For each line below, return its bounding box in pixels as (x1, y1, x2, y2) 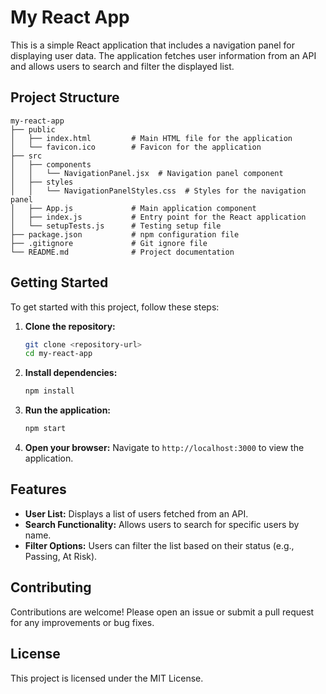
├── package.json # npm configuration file (10, 229, 240, 240)
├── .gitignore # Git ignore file (10, 238, 208, 248)
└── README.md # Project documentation (10, 247, 235, 257)
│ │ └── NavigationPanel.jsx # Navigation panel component (10, 168, 284, 178)
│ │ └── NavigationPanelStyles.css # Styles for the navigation (10, 186, 307, 196)
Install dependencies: (24, 367, 118, 379)
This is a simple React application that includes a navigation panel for (10, 39, 295, 51)
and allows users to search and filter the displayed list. (10, 60, 235, 72)
